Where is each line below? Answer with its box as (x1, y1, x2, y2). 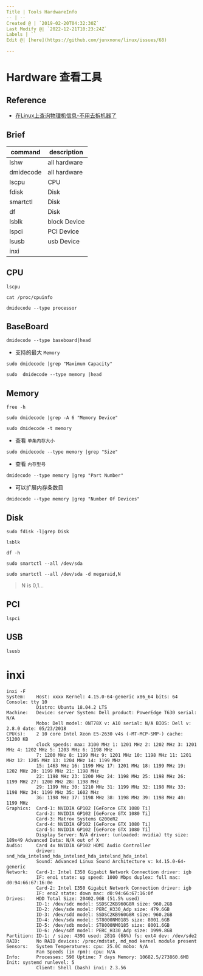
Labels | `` (6, 32, 36, 38)
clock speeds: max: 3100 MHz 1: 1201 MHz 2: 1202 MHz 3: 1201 (36, 742, 198, 748)
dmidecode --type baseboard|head (6, 338, 91, 344)
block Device (47, 217, 85, 225)
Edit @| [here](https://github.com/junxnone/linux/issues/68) (6, 37, 167, 43)
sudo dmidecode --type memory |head (6, 372, 102, 378)
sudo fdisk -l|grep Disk (6, 529, 69, 535)
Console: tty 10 (6, 699, 47, 705)
